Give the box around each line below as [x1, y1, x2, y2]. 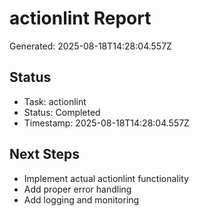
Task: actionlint [23, 95, 87, 107]
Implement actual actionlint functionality [23, 172, 189, 184]
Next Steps [9, 146, 80, 163]
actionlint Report [9, 7, 152, 30]
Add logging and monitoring [23, 193, 140, 206]
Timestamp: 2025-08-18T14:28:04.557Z [23, 117, 190, 129]
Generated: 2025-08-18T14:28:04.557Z [9, 40, 172, 52]
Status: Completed [23, 106, 101, 118]
